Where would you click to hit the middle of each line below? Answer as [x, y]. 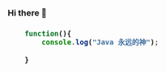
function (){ [48, 33]
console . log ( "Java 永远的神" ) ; [100, 42]
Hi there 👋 [28, 13]
